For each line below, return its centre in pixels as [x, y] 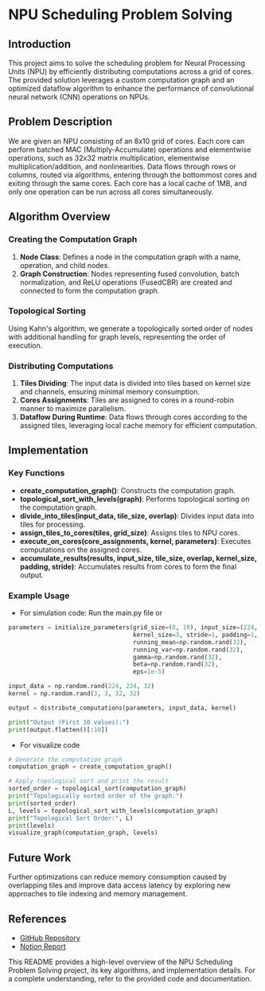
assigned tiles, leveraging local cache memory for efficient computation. [138, 426]
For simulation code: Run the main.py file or [91, 613]
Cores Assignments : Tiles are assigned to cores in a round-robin [127, 400]
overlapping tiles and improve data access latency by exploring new [119, 885]
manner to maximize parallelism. [73, 409]
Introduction [40, 44]
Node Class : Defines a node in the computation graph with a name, [130, 257]
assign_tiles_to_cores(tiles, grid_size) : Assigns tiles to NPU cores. [130, 532]
